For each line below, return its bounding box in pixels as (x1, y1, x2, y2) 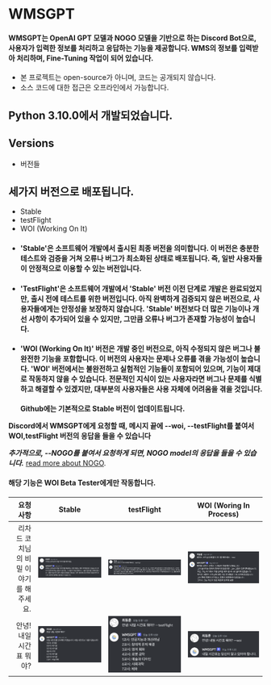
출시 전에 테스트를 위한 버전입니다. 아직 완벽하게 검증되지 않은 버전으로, (31, 294, 252, 303)
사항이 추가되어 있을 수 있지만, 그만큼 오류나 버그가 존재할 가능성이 (27, 314, 235, 324)
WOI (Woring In (197, 500, 250, 510)
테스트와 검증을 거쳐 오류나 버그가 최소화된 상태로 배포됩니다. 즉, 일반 (19, 253, 236, 263)
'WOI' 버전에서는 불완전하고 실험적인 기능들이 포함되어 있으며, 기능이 (31, 364, 246, 374)
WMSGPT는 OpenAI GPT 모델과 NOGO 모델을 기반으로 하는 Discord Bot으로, (8, 33, 256, 43)
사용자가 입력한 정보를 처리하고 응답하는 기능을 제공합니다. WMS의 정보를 (8, 43, 238, 52)
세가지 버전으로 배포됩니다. (8, 185, 135, 198)
